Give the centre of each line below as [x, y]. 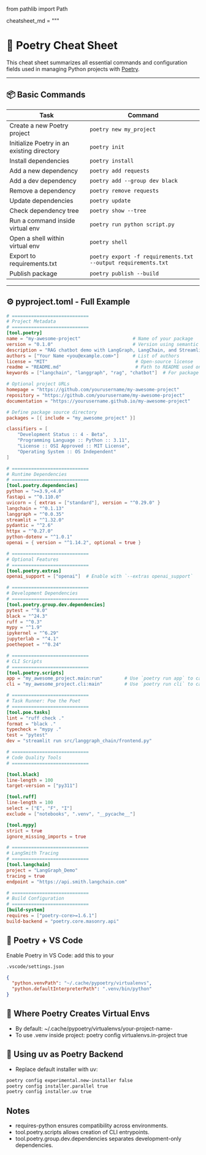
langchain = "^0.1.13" [35, 508]
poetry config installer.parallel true [57, 1086]
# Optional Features [33, 559]
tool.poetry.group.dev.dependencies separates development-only [98, 1139]
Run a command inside [42, 220]
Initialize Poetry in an [39, 143]
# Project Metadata [31, 321]
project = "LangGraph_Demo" [42, 870]
